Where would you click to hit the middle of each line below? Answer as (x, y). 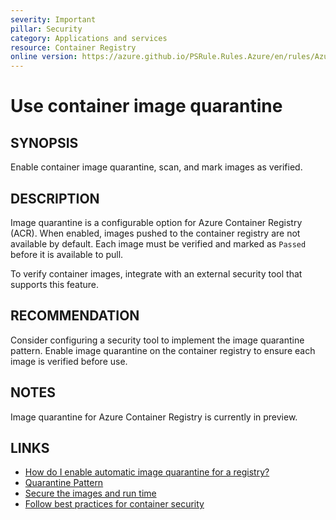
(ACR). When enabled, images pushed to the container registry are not (155, 233)
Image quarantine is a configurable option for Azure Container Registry (156, 222)
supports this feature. (55, 284)
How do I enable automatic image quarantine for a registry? (147, 472)
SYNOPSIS (44, 142)
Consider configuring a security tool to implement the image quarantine (157, 340)
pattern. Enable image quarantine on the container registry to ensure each (163, 350)
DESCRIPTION (55, 198)
